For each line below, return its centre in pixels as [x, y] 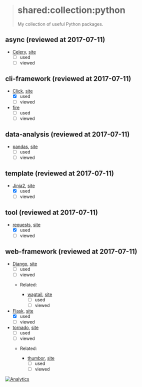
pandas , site [25, 146]
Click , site [22, 91]
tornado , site [25, 327]
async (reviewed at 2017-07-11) [55, 40]
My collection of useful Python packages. [60, 24]
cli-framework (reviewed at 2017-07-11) [68, 79]
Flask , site [23, 311]
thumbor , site [41, 358]
